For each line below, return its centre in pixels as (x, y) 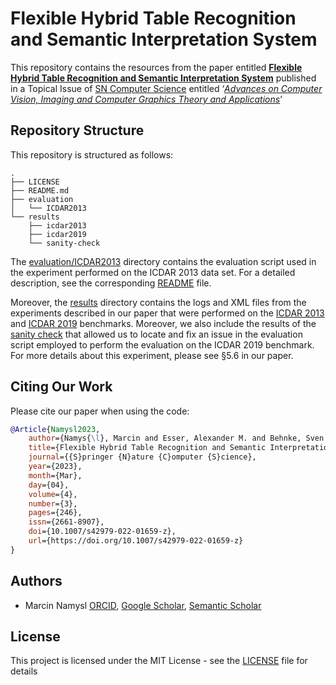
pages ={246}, (55, 513)
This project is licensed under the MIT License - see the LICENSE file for (159, 661)
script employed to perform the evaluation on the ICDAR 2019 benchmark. (162, 344)
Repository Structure (77, 130)
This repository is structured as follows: (92, 154)
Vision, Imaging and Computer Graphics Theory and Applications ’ (146, 99)
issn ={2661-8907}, (66, 522)
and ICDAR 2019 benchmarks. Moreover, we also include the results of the (163, 323)
